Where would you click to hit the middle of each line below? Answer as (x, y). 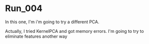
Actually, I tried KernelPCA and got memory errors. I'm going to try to (74, 31)
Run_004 (24, 8)
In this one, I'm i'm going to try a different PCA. (52, 22)
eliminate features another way (36, 36)
